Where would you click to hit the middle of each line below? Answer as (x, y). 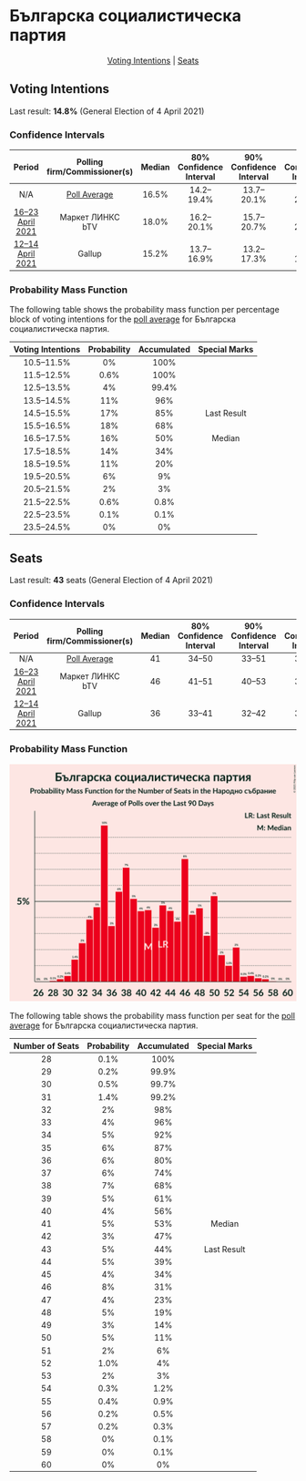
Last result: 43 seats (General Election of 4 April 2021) (112, 581)
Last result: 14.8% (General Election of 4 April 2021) (107, 111)
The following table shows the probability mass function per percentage (144, 310)
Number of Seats (46, 1045)
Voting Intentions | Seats (153, 60)
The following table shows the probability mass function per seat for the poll (153, 1016)
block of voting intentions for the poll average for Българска (123, 319)
